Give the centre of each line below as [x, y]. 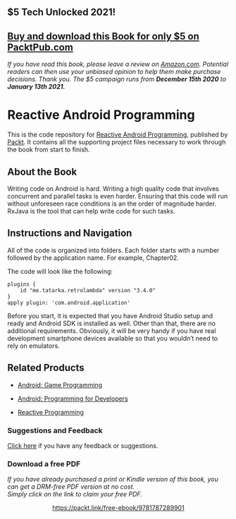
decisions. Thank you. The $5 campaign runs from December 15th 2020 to [117, 79]
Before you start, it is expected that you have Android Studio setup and [110, 315]
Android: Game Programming [60, 384]
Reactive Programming [51, 412]
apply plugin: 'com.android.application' [69, 303]
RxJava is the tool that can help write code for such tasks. [92, 211]
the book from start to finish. [49, 150]
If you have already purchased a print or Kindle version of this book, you [113, 480]
